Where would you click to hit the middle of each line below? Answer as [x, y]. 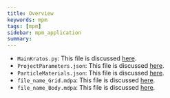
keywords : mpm [28, 20]
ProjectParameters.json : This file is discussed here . [91, 66]
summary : [20, 39]
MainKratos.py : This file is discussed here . [77, 58]
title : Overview [30, 13]
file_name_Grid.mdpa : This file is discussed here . [86, 80]
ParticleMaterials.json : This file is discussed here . [91, 73]
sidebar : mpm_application [44, 33]
